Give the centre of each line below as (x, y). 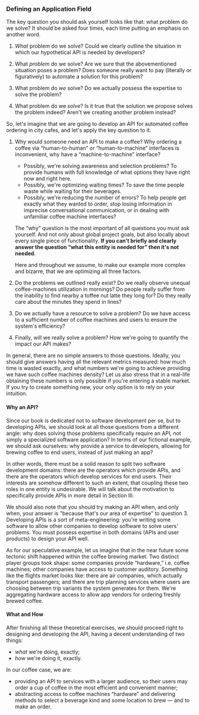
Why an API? (22, 407)
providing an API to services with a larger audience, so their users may (101, 681)
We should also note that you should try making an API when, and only (93, 507)
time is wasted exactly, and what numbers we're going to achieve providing (98, 368)
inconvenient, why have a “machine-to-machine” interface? (88, 154)
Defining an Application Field (49, 9)
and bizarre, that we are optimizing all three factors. (78, 271)
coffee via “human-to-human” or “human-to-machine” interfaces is (97, 148)
